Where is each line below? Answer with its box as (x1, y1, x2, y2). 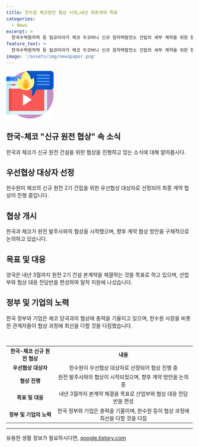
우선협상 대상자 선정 (6, 167, 75, 178)
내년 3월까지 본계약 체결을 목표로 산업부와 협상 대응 (59, 390, 178, 398)
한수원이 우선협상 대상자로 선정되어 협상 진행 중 (69, 364, 178, 371)
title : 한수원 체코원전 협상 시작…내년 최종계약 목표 (6, 10, 118, 15)
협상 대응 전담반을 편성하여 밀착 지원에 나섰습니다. (17, 279, 133, 285)
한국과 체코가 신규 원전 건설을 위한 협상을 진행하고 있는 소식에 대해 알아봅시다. (6, 149, 187, 156)
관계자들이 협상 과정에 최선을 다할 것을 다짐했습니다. (12, 322, 133, 329)
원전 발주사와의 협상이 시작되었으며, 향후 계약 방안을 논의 (58, 373, 189, 380)
